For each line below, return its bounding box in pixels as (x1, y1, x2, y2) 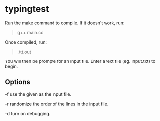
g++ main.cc (17, 29, 44, 35)
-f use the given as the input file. (5, 91, 72, 97)
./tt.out (17, 49, 31, 55)
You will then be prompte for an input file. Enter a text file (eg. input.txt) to (5, 58, 156, 64)
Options (5, 78, 31, 86)
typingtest (5, 3, 49, 15)
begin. (5, 63, 18, 69)
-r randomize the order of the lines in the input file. (5, 101, 108, 107)
